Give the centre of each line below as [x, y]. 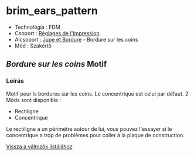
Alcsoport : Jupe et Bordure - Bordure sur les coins [76, 39]
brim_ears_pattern [52, 11]
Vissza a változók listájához [39, 146]
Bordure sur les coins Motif [57, 64]
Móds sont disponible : [34, 100]
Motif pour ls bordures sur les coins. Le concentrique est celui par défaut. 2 [97, 94]
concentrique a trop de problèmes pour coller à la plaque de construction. [95, 135]
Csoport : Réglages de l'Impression [57, 33]
